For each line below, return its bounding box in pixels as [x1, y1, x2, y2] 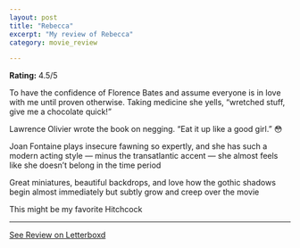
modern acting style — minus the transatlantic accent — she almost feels [9, 151, 279, 161]
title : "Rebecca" [9, 21, 74, 30]
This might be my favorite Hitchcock [9, 204, 143, 215]
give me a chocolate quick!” [9, 106, 112, 117]
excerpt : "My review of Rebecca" [9, 29, 134, 38]
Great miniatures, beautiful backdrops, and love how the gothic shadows [9, 178, 277, 188]
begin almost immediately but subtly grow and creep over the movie [9, 186, 260, 197]
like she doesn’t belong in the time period [9, 160, 162, 170]
